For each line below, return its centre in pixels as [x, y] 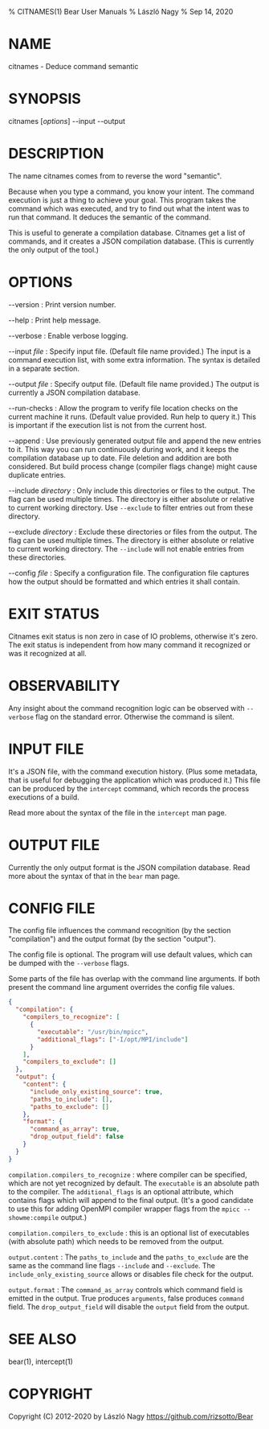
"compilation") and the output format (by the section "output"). [112, 939]
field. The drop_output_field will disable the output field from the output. [129, 1307]
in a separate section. [44, 368]
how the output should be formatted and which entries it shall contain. [124, 581]
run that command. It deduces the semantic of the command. [110, 217]
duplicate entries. [37, 474]
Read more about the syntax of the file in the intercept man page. [118, 812]
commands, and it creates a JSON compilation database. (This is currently [131, 241]
